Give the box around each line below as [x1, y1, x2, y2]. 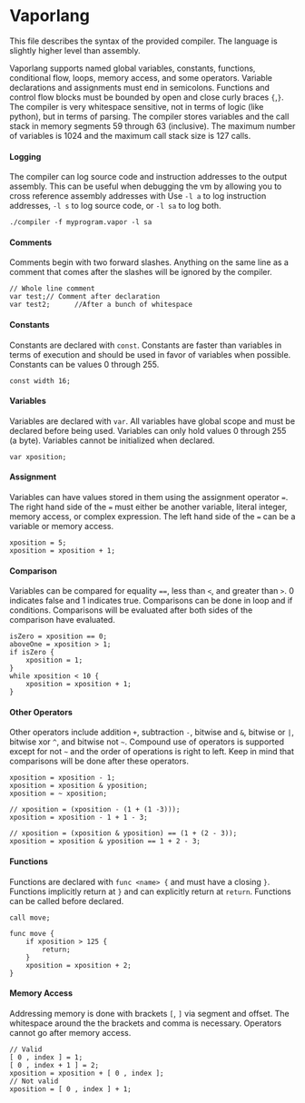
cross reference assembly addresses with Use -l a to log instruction [9, 191, 267, 202]
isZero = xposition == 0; [9, 632, 107, 641]
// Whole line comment [9, 284, 95, 293]
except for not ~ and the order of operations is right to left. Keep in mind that [9, 746, 295, 757]
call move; [9, 913, 51, 922]
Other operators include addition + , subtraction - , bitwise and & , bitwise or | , [9, 727, 295, 738]
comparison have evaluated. [9, 615, 115, 625]
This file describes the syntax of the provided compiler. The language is [9, 35, 279, 46]
